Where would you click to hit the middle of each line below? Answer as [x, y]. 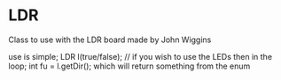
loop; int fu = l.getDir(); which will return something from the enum [129, 66]
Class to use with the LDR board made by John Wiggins [110, 40]
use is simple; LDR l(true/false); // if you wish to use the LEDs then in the [140, 56]
